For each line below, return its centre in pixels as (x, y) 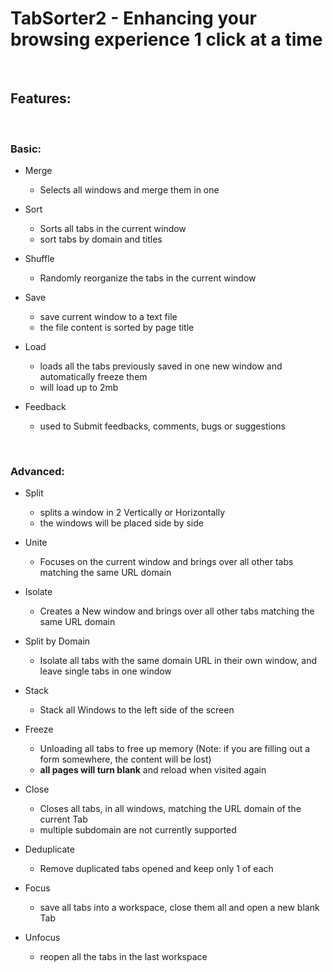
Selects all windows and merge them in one (129, 190)
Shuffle (39, 259)
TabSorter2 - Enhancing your (133, 18)
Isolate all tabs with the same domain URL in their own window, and (178, 661)
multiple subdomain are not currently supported (138, 830)
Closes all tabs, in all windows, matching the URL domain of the (170, 809)
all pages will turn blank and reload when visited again (153, 770)
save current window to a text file (108, 317)
